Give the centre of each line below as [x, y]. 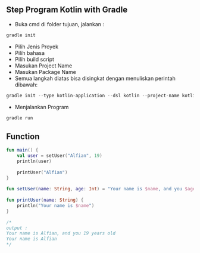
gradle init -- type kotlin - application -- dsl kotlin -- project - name [93, 95]
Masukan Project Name [43, 66]
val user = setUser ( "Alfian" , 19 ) [60, 156]
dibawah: [26, 84]
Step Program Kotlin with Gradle [67, 10]
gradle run [20, 118]
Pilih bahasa [30, 53]
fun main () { [22, 150]
